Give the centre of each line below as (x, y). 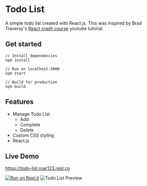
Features (19, 102)
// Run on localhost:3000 (32, 69)
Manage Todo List (31, 114)
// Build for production (31, 82)
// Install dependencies (31, 56)
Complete (30, 124)
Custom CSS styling (33, 135)
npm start (16, 73)
